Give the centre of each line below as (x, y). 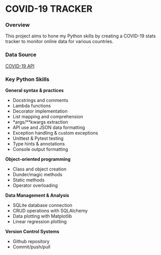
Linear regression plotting (40, 222)
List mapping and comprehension (48, 117)
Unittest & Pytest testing (38, 138)
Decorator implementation (40, 111)
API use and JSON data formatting (49, 128)
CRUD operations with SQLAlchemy (50, 211)
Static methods (29, 180)
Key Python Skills (27, 79)
